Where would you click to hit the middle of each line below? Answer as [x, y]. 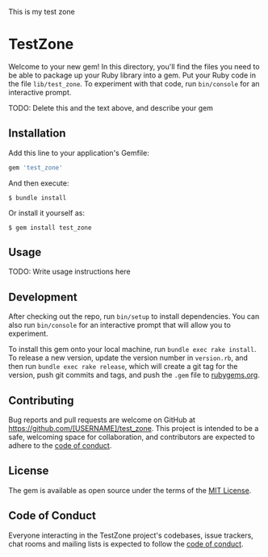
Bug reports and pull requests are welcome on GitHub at [102, 420]
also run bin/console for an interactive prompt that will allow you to [120, 325]
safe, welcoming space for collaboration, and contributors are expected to [132, 437]
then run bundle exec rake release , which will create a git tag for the [123, 366]
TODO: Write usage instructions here [69, 272]
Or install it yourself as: [46, 212]
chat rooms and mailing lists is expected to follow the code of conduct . [126, 543]
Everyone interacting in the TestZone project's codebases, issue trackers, [131, 535]
